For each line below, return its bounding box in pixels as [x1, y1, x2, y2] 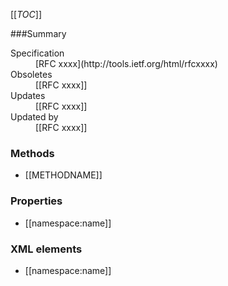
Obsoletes [10, 69, 53, 80]
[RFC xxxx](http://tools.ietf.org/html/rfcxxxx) [35, 58, 218, 69]
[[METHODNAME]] [24, 169, 103, 181]
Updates [10, 90, 46, 101]
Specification [10, 47, 65, 59]
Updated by [10, 111, 59, 123]
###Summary [10, 28, 67, 39]
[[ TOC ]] [10, 9, 42, 20]
